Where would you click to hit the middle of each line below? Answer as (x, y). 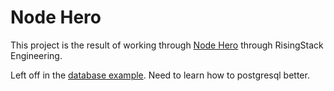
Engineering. (36, 55)
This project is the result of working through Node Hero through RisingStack (167, 45)
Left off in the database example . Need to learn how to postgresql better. (160, 75)
